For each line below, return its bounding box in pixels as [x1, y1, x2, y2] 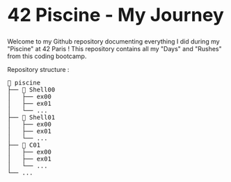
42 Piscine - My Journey [7, 3, 225, 26]
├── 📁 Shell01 [7, 113, 56, 121]
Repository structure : [7, 65, 70, 73]
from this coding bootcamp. [7, 52, 87, 60]
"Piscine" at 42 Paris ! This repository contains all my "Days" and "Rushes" [7, 44, 223, 53]
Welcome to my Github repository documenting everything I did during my [7, 37, 221, 46]
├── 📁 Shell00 [7, 85, 56, 93]
